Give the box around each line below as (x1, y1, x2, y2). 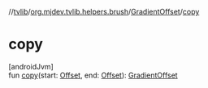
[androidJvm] (8, 61, 54, 71)
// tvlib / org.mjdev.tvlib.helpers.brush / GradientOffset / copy (8, 7, 200, 16)
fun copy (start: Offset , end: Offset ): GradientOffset (8, 70, 178, 80)
